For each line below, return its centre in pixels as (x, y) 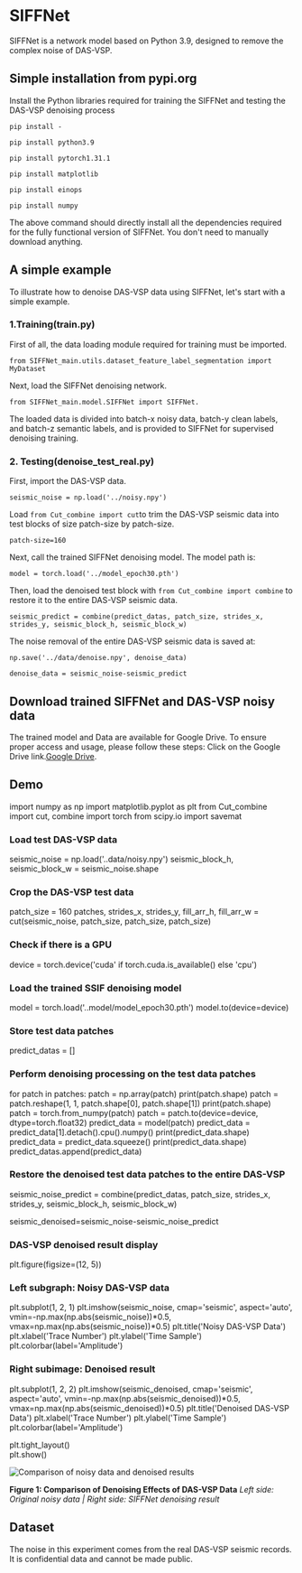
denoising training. (44, 438)
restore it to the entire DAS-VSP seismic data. (94, 600)
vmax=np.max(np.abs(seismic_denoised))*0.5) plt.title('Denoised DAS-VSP (150, 1408)
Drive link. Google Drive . (53, 756)
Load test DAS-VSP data (64, 839)
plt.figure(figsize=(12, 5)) (55, 1264)
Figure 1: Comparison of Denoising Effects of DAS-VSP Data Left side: (142, 1489)
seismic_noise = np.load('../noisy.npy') (88, 498)
